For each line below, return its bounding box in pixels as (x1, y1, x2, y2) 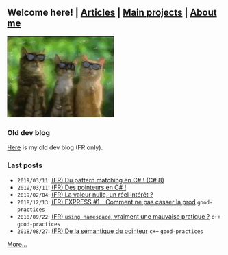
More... (7, 241, 27, 249)
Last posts (7, 160, 43, 170)
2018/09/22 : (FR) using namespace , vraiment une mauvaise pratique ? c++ (16, 212, 221, 221)
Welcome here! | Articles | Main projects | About (7, 7, 217, 19)
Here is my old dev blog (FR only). (7, 143, 103, 151)
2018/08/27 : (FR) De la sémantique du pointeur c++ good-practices (16, 227, 204, 235)
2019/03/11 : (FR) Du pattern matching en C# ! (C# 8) (16, 176, 164, 184)
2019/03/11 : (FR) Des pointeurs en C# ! (16, 183, 127, 192)
